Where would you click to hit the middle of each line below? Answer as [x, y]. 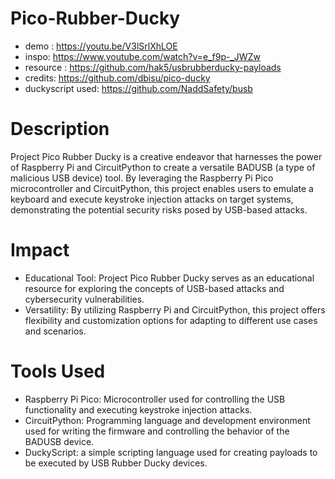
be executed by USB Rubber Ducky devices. [116, 463]
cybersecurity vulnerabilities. [84, 299]
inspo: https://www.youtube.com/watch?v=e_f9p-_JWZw [142, 56]
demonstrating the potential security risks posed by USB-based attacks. [159, 209]
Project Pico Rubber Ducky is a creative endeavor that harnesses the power [166, 156]
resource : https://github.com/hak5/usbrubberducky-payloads [153, 67]
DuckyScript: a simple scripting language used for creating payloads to [171, 452]
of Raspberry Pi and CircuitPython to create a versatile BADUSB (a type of [163, 167]
